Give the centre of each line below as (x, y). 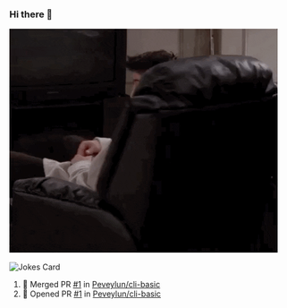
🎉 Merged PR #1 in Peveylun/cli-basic (91, 285)
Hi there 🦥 (31, 14)
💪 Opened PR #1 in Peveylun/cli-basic (92, 294)
